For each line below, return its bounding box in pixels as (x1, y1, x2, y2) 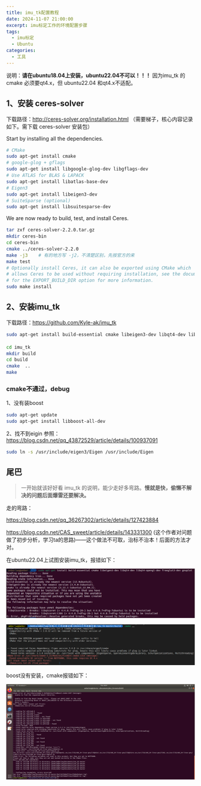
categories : (6, 48, 36, 54)
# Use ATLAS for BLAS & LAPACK (6, 172, 84, 179)
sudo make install (6, 284, 52, 290)
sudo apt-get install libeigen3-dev (6, 191, 98, 197)
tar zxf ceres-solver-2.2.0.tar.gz (6, 227, 95, 233)
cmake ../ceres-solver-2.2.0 (6, 246, 79, 252)
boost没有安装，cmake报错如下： (6, 672, 89, 679)
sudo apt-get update (6, 412, 58, 418)
